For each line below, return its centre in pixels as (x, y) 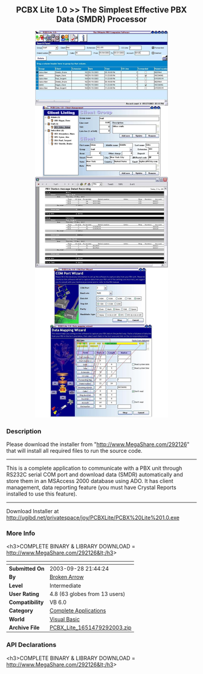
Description (24, 431)
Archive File (24, 627)
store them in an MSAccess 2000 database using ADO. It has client (90, 481)
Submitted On (27, 569)
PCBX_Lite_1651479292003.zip (90, 627)
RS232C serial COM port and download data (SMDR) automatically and (95, 475)
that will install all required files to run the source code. (75, 451)
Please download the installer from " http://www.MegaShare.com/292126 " (98, 444)
